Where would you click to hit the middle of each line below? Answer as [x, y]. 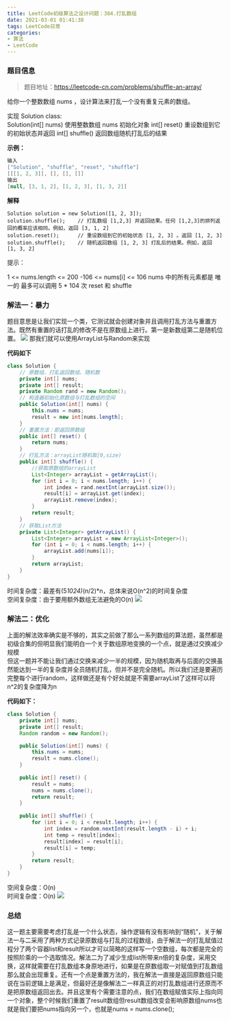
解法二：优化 [28, 619]
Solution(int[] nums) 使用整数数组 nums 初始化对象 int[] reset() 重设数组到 [111, 125]
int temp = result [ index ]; [82, 835]
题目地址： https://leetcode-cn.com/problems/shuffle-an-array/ [113, 87]
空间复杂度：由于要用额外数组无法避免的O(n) [71, 599]
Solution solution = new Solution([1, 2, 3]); [75, 214]
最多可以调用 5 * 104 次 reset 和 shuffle [76, 285]
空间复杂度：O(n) [31, 887]
